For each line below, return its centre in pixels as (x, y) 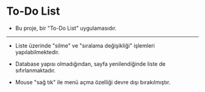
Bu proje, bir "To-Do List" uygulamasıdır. (66, 28)
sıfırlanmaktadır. (35, 70)
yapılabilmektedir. (37, 52)
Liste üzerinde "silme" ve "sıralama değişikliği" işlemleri (85, 45)
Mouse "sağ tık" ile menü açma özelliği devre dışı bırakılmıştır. (93, 82)
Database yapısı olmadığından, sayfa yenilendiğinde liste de (90, 64)
